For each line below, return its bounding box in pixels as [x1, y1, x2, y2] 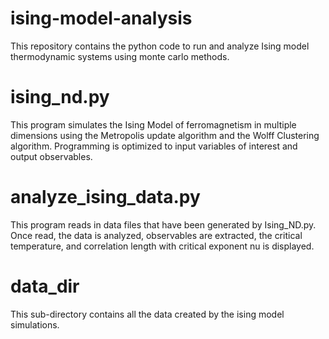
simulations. [10, 318, 60, 331]
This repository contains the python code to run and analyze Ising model [10, 40, 310, 52]
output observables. [10, 150, 93, 162]
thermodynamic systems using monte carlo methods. [10, 50, 230, 62]
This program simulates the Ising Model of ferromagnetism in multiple [10, 118, 297, 131]
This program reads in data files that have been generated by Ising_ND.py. [10, 218, 317, 231]
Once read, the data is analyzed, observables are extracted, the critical [10, 229, 303, 241]
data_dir [10, 275, 80, 297]
